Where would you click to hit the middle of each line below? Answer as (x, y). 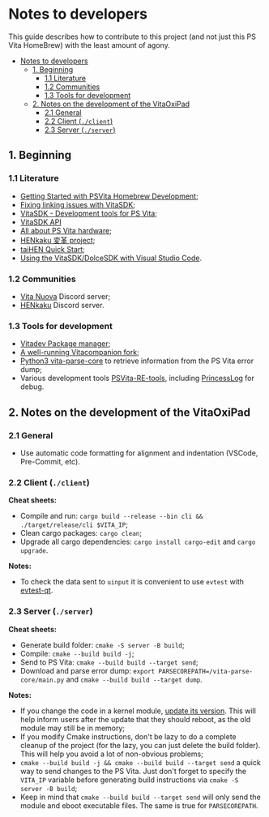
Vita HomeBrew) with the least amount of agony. (89, 45)
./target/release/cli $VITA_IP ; (74, 524)
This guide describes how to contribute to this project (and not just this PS (132, 36)
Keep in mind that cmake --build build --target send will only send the (140, 797)
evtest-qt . (36, 590)
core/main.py (42, 680)
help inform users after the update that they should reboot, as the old (135, 719)
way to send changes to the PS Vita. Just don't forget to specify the (133, 771)
